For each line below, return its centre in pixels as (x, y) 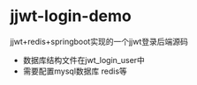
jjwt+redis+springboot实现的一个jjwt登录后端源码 (99, 41)
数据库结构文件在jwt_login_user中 (83, 60)
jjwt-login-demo (71, 16)
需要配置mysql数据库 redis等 (75, 71)
